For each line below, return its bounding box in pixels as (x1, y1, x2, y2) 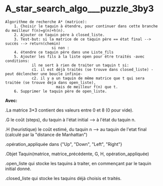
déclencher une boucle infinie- (16, 71, 83, 76)
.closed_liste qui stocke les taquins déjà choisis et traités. (5, 175, 122, 181)
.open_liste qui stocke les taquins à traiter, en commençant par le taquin (5, 160, 152, 166)
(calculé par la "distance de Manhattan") (5, 131, 88, 137)
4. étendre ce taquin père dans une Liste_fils (14, 50, 114, 55)
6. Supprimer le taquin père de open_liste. (14, 89, 107, 94)
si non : (51, 45, 70, 50)
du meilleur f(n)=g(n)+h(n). (5, 28, 65, 33)
